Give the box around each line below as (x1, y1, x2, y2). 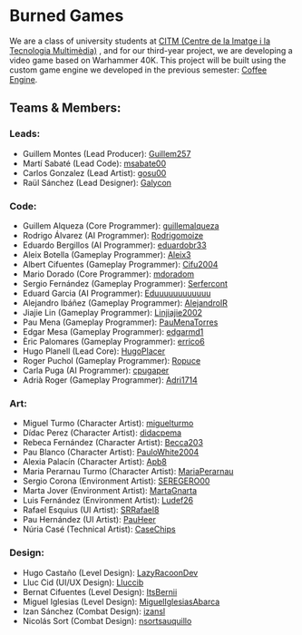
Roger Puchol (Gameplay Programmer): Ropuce (22, 355, 201, 366)
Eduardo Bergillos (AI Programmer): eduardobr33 (22, 239, 207, 250)
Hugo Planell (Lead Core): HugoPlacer (22, 346, 166, 357)
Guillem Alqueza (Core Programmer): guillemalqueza (22, 220, 219, 231)
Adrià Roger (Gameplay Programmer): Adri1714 (22, 374, 198, 386)
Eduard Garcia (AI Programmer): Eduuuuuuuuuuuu (22, 288, 211, 298)
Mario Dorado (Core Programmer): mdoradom (22, 269, 195, 279)
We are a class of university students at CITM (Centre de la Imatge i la (9, 35, 270, 46)
